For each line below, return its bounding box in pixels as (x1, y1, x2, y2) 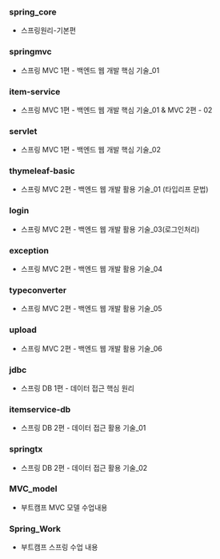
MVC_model (9, 484, 58, 495)
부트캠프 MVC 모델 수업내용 (20, 502, 108, 512)
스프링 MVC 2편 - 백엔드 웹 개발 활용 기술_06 (20, 343, 162, 353)
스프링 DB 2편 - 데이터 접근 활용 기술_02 (20, 463, 148, 472)
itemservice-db (9, 403, 71, 415)
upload (9, 324, 37, 335)
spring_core (9, 6, 57, 18)
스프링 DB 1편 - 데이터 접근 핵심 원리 (20, 383, 135, 393)
